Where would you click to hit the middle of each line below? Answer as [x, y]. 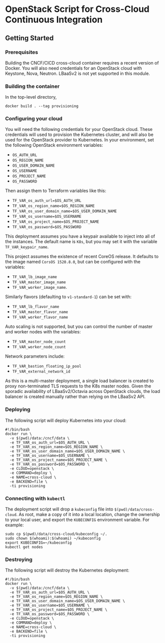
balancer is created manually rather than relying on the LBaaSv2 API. [75, 397]
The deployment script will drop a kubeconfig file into [59, 509]
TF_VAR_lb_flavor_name [36, 307]
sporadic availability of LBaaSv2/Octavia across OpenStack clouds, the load [82, 391]
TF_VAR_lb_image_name [34, 277]
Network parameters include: [35, 356]
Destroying [19, 559]
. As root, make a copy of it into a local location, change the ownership [88, 514]
